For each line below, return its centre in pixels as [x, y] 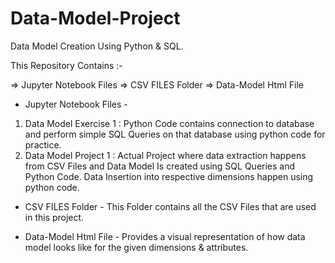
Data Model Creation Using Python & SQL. [97, 46]
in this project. [54, 217]
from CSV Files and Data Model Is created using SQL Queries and [160, 166]
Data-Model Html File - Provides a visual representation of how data [165, 236]
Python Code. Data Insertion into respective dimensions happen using [169, 176]
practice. [43, 144]
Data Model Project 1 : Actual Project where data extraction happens [165, 155]
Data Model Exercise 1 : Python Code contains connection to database [169, 123]
